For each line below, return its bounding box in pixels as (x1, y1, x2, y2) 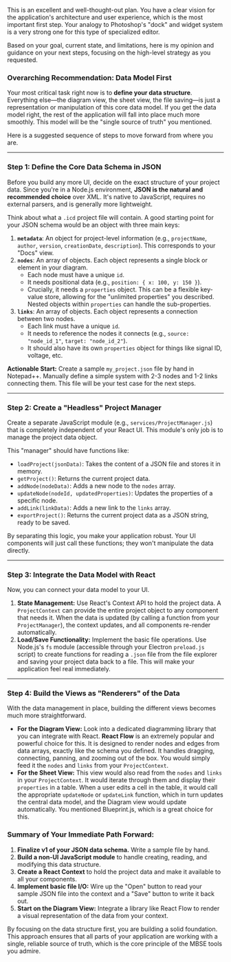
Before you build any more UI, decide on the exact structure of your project (7, 178, 220, 186)
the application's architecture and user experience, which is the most (7, 13, 203, 21)
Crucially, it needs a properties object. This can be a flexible (27, 285, 199, 294)
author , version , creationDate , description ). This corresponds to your (16, 241, 216, 249)
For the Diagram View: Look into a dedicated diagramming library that (16, 725, 217, 733)
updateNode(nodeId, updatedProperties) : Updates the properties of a (16, 489, 213, 497)
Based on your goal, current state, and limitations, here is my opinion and (7, 41, 214, 49)
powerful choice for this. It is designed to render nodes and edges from (16, 739, 220, 748)
